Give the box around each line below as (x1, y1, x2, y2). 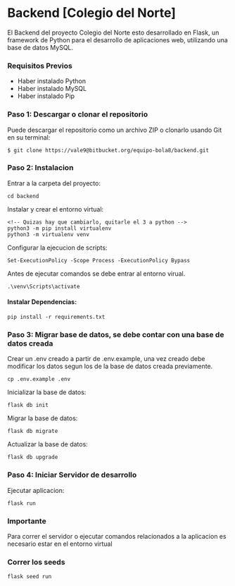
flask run (7, 499, 37, 507)
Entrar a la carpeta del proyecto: (7, 178, 101, 188)
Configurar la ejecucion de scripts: (7, 243, 108, 252)
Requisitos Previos (7, 61, 72, 71)
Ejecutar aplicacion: (7, 486, 65, 494)
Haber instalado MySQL (17, 85, 87, 93)
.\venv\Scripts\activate (7, 283, 80, 290)
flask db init (7, 402, 49, 409)
